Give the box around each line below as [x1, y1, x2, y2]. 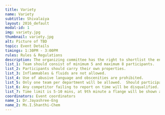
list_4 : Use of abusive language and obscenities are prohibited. [5, 75, 144, 80]
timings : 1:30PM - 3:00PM [5, 48, 58, 53]
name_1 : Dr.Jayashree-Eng [5, 98, 58, 103]
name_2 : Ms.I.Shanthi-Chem [5, 103, 60, 108]
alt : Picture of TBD [5, 39, 48, 44]
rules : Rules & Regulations [5, 52, 63, 58]
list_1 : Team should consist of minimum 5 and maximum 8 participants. [5, 62, 155, 67]
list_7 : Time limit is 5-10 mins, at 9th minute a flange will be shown [5, 89, 157, 94]
